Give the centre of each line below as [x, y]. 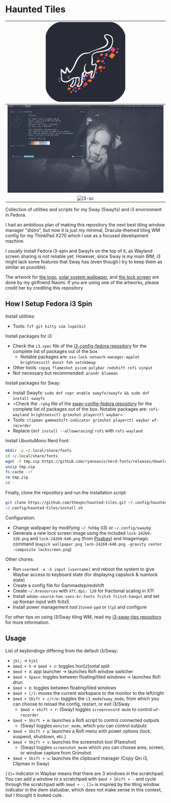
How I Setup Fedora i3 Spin [49, 304]
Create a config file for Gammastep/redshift [58, 585]
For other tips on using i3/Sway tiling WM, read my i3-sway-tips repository [83, 617]
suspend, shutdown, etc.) [39, 736]
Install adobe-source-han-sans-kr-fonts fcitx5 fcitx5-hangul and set [86, 596]
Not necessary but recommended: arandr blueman [65, 373]
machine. [15, 241]
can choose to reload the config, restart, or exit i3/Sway [71, 704]
